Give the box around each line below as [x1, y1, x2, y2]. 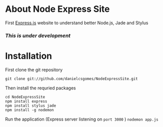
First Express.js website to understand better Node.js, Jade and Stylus [5, 20, 149, 26]
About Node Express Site [5, 3, 110, 15]
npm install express [5, 99, 48, 104]
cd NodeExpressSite [5, 94, 45, 99]
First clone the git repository [5, 67, 63, 73]
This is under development [5, 32, 71, 39]
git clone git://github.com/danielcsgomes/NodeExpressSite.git [5, 76, 138, 81]
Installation [5, 50, 52, 62]
